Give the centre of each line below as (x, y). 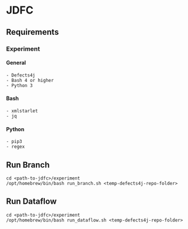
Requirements (32, 32)
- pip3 (14, 142)
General (16, 63)
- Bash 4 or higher (30, 80)
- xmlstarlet (22, 111)
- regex (16, 147)
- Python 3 (19, 85)
